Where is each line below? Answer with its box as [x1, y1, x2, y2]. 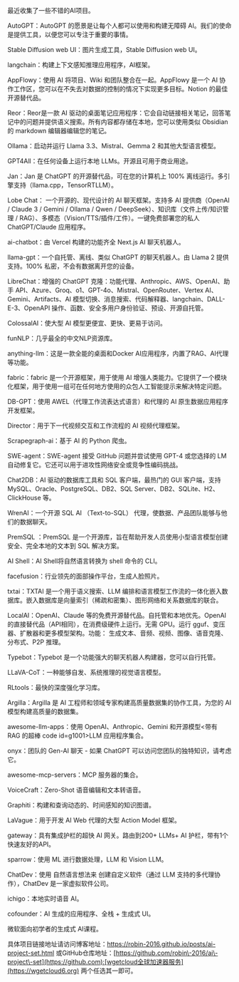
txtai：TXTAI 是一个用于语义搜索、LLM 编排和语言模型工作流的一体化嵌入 [7, 587, 223, 595]
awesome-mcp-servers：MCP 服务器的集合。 [7, 770, 142, 779]
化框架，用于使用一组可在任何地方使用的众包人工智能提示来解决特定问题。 [7, 382, 225, 391]
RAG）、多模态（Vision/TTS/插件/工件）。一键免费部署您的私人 [18, 214, 201, 222]
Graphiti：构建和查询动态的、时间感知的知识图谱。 [7, 801, 155, 809]
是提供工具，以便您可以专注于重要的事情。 [7, 31, 132, 38]
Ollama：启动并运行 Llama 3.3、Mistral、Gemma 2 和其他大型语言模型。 [7, 142, 221, 150]
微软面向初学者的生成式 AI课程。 [7, 925, 103, 933]
